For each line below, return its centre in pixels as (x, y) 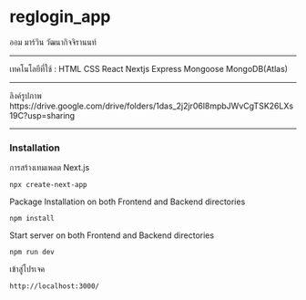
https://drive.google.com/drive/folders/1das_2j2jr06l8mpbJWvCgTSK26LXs (152, 106)
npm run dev (32, 253)
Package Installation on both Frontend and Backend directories (127, 202)
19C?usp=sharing (42, 115)
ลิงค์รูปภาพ (26, 95)
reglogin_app (60, 17)
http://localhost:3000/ (55, 286)
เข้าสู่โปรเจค (27, 269)
